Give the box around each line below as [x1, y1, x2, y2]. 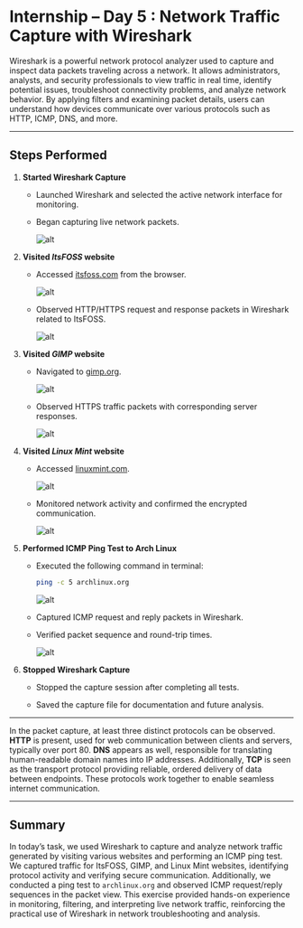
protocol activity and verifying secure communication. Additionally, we [9, 870, 271, 881]
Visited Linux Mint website [22, 445, 124, 456]
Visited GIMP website [22, 348, 106, 359]
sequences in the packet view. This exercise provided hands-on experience [9, 889, 290, 900]
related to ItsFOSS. [35, 314, 106, 324]
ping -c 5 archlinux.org [35, 577, 130, 586]
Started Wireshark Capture [22, 172, 126, 183]
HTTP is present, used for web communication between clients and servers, [9, 735, 293, 745]
